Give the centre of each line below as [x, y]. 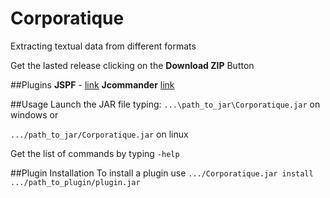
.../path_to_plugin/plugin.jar [75, 182]
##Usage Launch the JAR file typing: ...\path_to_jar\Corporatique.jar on [165, 104]
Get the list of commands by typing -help [95, 153]
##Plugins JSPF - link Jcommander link [92, 84]
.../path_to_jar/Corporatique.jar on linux [99, 134]
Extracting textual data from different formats [103, 46]
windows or [34, 114]
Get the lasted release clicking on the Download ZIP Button [132, 65]
